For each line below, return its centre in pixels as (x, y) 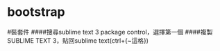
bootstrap (36, 12)
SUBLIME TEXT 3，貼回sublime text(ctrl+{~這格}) (78, 40)
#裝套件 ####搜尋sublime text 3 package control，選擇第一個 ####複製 (110, 32)
